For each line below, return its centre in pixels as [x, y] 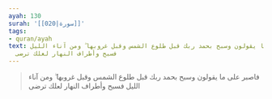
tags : [17, 31]
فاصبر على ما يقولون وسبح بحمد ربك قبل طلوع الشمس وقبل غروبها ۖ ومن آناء [144, 77]
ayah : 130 [25, 16]
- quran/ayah [30, 39]
